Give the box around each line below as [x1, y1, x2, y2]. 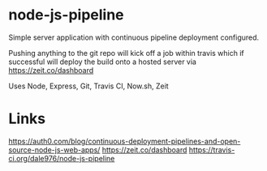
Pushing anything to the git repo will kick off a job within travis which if [8, 48, 245, 58]
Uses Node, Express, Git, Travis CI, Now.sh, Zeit [8, 81, 169, 91]
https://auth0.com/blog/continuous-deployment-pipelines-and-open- [8, 136, 241, 146]
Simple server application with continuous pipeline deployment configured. [8, 32, 260, 42]
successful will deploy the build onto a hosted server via [8, 57, 197, 66]
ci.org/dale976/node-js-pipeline [8, 153, 115, 163]
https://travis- [188, 144, 235, 155]
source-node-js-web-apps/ [8, 144, 101, 155]
